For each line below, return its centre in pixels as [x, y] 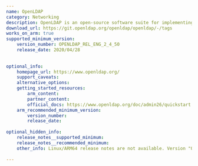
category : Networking [33, 17]
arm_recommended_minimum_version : [59, 110]
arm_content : [43, 94]
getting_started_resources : [51, 88]
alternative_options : [43, 83]
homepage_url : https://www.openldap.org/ [68, 72]
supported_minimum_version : [41, 39]
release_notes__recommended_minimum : [63, 143]
